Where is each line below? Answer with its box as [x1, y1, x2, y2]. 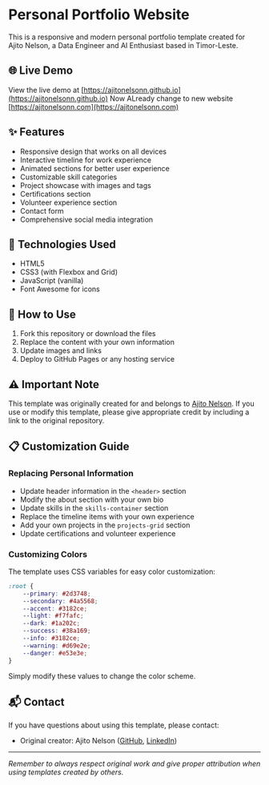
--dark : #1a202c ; [22, 619, 81, 627]
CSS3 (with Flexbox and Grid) [19, 267, 118, 277]
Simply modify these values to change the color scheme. [8, 671, 196, 681]
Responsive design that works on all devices [19, 146, 167, 156]
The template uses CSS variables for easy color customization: [8, 567, 216, 576]
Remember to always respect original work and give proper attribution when [8, 759, 261, 769]
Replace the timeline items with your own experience [19, 511, 195, 521]
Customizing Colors [8, 548, 88, 559]
